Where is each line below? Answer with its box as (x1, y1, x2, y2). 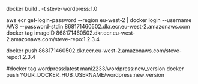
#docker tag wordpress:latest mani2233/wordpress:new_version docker (6, 65, 184, 72)
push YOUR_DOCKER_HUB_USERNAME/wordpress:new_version (6, 71, 165, 78)
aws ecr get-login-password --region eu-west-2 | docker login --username (6, 17, 192, 23)
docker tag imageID (6, 29, 55, 36)
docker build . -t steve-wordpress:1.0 (6, 5, 98, 12)
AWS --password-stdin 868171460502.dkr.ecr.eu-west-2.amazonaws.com (6, 23, 190, 30)
